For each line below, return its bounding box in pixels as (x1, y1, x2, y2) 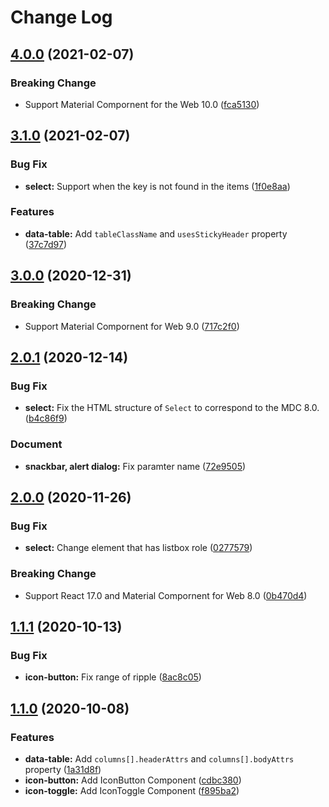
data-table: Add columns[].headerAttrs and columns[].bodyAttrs (24, 752, 295, 765)
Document (10, 437, 63, 451)
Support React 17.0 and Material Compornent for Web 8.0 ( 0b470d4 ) (24, 589, 308, 601)
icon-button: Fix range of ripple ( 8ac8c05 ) (24, 671, 202, 683)
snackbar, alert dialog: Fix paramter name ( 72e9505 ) (24, 460, 247, 472)
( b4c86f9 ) (24, 412, 68, 425)
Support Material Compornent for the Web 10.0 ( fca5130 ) (24, 98, 260, 110)
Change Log (10, 6, 113, 29)
